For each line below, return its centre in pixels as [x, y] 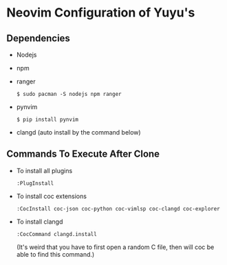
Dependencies [38, 38]
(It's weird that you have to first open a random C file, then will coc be [115, 247]
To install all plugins [44, 170]
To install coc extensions [52, 196]
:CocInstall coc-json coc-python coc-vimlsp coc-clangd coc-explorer [118, 208]
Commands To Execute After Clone [83, 154]
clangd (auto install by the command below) [79, 132]
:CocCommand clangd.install [56, 234]
